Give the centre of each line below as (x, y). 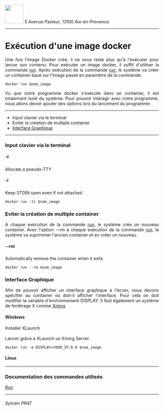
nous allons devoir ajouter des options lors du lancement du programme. (78, 103)
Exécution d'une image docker (68, 46)
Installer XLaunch (23, 328)
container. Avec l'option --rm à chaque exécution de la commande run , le (82, 230)
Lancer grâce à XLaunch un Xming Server (47, 338)
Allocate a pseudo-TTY (28, 169)
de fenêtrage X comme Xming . (36, 306)
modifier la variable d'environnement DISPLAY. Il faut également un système (82, 301)
